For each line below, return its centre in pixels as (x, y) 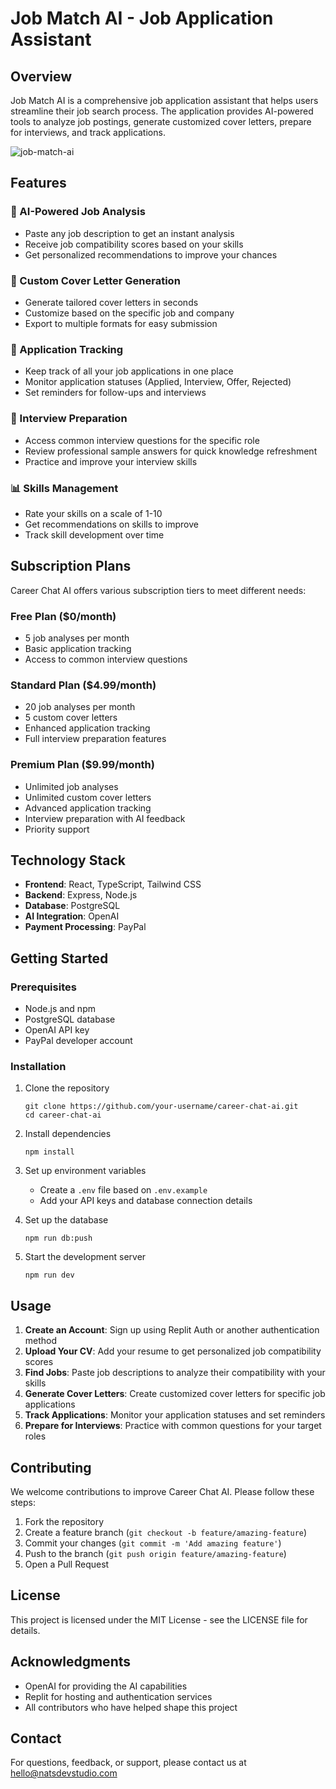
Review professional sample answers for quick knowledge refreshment (171, 451)
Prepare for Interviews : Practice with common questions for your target (173, 1426)
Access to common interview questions (106, 659)
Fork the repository (64, 1521)
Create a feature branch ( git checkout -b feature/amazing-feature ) (166, 1532)
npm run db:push (58, 1238)
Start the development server (85, 1257)
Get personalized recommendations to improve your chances (151, 254)
